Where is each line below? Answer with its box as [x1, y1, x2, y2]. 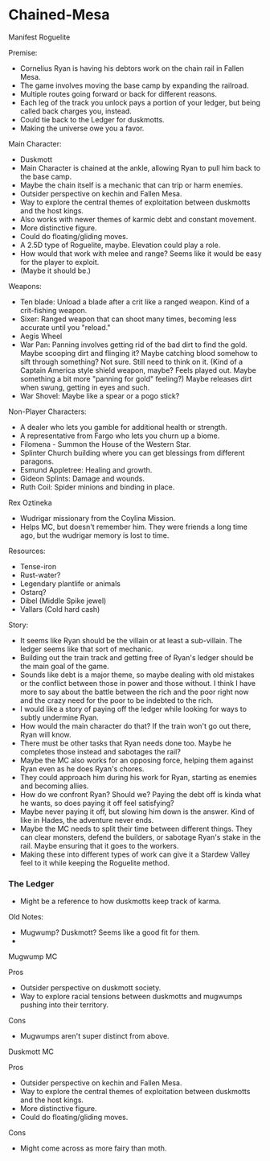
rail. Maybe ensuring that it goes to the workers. [19, 841, 179, 850]
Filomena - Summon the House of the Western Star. [19, 439, 191, 448]
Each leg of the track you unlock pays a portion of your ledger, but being [19, 97, 261, 107]
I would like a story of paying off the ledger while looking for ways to [19, 704, 247, 713]
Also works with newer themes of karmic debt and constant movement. [19, 214, 257, 224]
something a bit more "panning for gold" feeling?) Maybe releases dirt [19, 374, 252, 383]
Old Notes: [8, 912, 44, 922]
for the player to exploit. [19, 257, 100, 266]
